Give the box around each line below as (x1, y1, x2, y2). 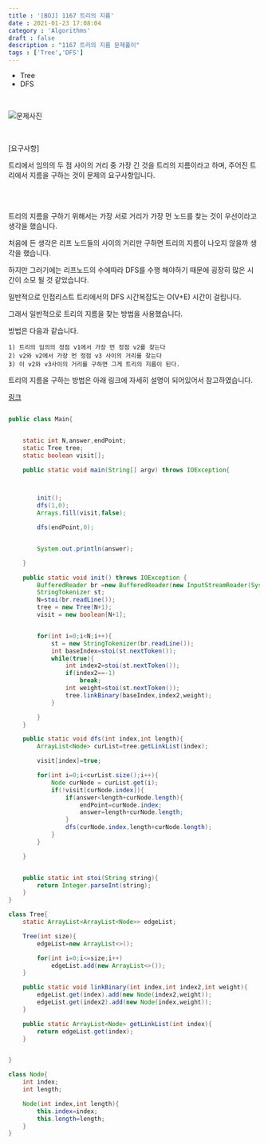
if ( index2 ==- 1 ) (65, 669, 116, 677)
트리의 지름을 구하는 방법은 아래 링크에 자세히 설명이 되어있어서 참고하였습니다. (8, 376, 254, 385)
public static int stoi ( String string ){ (22, 874, 159, 882)
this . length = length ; (37, 1115, 105, 1123)
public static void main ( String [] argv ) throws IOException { (22, 466, 230, 474)
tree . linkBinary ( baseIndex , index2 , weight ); (65, 691, 213, 699)
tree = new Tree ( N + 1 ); (37, 603, 112, 611)
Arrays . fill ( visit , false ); (37, 509, 127, 517)
